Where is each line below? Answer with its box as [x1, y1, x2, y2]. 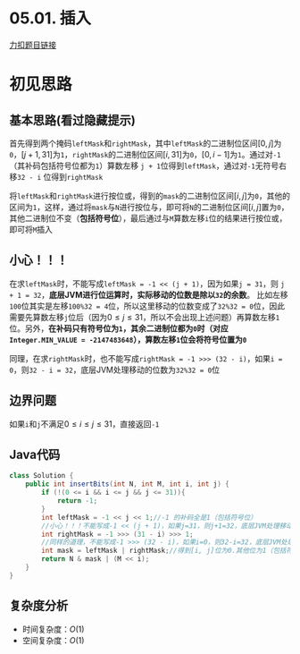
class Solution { [9, 471, 74, 480]
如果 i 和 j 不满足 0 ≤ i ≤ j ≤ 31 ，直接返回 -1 [9, 418, 160, 429]
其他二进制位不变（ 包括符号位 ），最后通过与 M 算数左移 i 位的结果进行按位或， [9, 212, 287, 224]
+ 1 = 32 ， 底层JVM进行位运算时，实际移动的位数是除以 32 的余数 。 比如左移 [9, 289, 288, 300]
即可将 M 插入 [9, 224, 54, 234]
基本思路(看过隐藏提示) [9, 113, 136, 128]
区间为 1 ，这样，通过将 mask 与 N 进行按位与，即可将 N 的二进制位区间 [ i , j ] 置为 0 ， [9, 201, 289, 212]
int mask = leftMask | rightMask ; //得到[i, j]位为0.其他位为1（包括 [41, 547, 287, 556]
